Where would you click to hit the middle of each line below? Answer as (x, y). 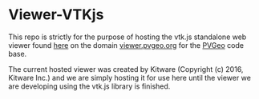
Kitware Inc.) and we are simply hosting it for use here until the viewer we (129, 77)
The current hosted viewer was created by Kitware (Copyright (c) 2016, (126, 69)
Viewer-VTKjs (56, 15)
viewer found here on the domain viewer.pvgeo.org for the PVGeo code (126, 45)
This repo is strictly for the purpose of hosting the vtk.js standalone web (127, 37)
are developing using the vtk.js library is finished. (89, 86)
